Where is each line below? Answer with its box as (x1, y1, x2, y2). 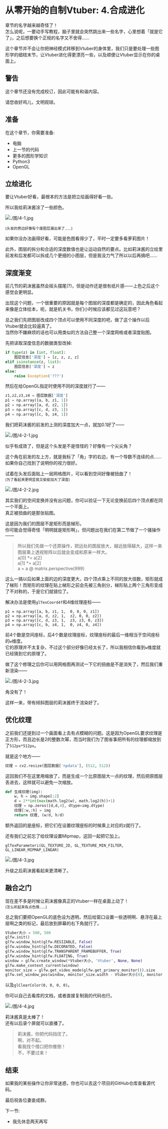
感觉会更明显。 (5, 289, 36, 295)
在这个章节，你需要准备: (5, 129, 55, 136)
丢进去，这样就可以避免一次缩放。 (5, 779, 75, 785)
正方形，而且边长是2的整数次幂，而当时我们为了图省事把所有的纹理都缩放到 (5, 736, 161, 742)
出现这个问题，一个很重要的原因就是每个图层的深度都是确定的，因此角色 (5, 300, 154, 306)
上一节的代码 (12, 146, 39, 152)
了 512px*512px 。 (5, 742, 39, 749)
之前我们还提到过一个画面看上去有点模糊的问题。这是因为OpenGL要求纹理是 (5, 730, 162, 736)
